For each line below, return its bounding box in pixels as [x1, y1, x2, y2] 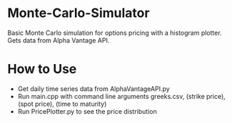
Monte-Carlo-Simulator [7, 5, 150, 21]
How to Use [7, 61, 77, 77]
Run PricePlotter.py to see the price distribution [17, 107, 157, 115]
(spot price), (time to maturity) [17, 100, 107, 108]
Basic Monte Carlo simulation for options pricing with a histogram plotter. [7, 28, 223, 37]
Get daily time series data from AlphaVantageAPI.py [17, 84, 170, 93]
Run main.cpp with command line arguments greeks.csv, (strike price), [17, 92, 226, 100]
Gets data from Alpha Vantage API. [7, 36, 110, 44]
